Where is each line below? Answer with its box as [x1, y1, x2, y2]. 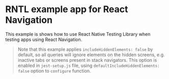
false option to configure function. [17, 67, 91, 74]
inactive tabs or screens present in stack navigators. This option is [17, 57, 157, 63]
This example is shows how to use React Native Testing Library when [5, 31, 151, 37]
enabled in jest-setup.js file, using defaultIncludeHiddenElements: [17, 62, 160, 68]
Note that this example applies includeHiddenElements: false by [17, 46, 153, 52]
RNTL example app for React [5, 4, 128, 15]
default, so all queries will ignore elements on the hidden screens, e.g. [17, 52, 165, 58]
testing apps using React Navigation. [5, 36, 82, 43]
